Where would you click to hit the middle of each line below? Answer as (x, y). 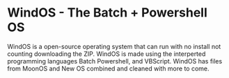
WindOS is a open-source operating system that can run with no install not (114, 46)
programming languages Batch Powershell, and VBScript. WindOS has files (115, 61)
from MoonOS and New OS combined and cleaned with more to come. (109, 68)
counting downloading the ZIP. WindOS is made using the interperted (106, 54)
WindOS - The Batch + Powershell (107, 13)
